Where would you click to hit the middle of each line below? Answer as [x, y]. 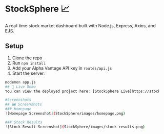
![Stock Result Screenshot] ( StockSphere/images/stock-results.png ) [75, 127]
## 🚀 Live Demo [20, 87]
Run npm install [29, 63]
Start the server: [29, 73]
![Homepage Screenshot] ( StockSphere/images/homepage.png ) [65, 114]
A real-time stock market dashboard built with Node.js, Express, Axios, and [81, 25]
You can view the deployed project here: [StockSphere [62, 91]
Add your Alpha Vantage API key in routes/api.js [62, 68]
